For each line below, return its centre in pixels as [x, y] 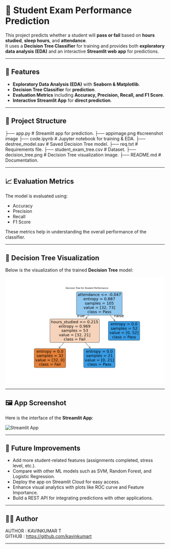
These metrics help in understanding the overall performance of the [76, 232]
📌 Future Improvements [43, 448]
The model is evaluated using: [36, 196]
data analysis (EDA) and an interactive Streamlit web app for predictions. [82, 51]
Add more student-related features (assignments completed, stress [83, 460]
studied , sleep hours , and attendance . [46, 41]
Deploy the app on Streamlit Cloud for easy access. [66, 482]
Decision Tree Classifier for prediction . [54, 89]
